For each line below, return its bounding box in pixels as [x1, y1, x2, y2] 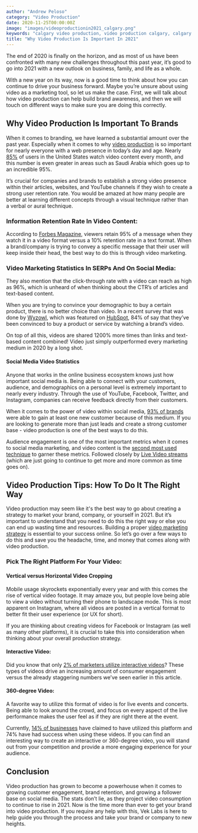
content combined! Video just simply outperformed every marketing [22, 338, 188, 345]
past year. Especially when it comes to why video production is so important [6, 140, 192, 148]
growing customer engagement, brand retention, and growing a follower [6, 789, 182, 796]
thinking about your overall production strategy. [6, 634, 122, 641]
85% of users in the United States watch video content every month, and [6, 153, 184, 160]
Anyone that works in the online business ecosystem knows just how [6, 371, 174, 378]
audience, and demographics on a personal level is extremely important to [6, 384, 187, 391]
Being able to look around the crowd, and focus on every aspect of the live [6, 706, 188, 714]
